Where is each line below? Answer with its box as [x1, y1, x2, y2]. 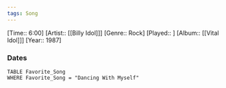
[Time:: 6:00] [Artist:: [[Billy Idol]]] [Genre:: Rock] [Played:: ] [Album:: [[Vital [7, 29, 219, 37]
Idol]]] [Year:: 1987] [7, 35, 62, 44]
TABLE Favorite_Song [7, 68, 66, 75]
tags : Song [7, 10, 38, 17]
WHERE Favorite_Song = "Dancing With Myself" [7, 74, 139, 81]
